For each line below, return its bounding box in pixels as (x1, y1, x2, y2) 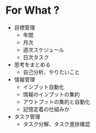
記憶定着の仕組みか (22, 105, 70, 113)
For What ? (5, 4, 60, 17)
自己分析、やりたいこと (22, 68, 80, 75)
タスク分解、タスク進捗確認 (22, 120, 91, 128)
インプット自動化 (22, 83, 65, 90)
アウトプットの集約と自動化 (22, 98, 91, 105)
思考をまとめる (14, 61, 51, 68)
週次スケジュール (22, 46, 64, 53)
